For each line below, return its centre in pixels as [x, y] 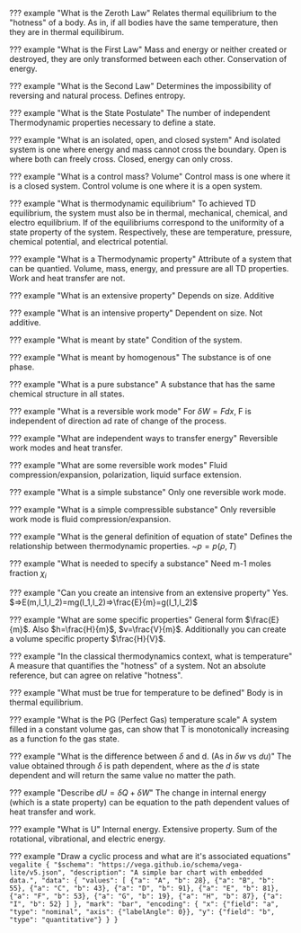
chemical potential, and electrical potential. [89, 241]
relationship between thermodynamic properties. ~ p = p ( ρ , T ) [123, 546]
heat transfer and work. [53, 812]
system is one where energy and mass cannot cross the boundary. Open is [148, 149]
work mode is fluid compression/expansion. [90, 519]
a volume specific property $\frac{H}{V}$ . [88, 638]
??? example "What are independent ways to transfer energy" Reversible [144, 438]
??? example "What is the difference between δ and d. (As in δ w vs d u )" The [150, 756]
